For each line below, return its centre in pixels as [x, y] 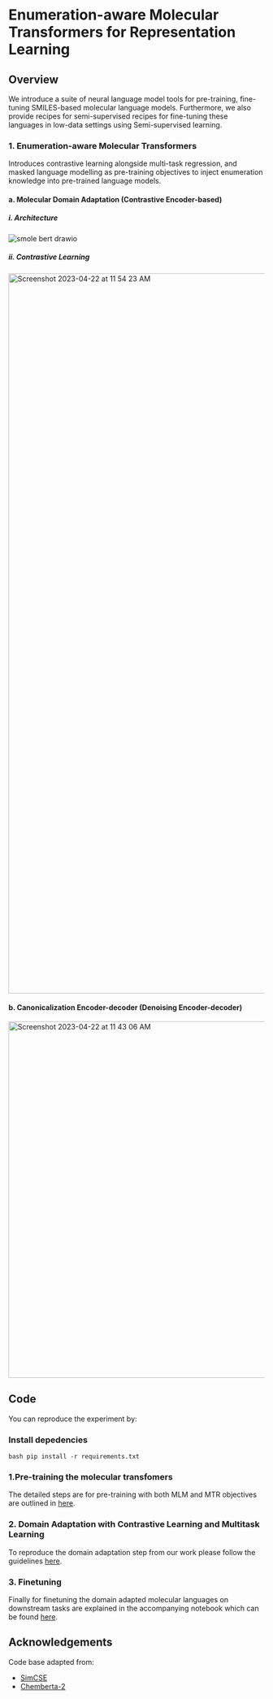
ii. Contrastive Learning [49, 257]
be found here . [33, 1617]
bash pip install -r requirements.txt [74, 1457]
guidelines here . [35, 1561]
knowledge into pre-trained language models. [85, 181]
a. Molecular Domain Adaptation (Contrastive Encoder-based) [115, 199]
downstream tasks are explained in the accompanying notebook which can [134, 1608]
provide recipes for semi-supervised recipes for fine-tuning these [118, 116]
